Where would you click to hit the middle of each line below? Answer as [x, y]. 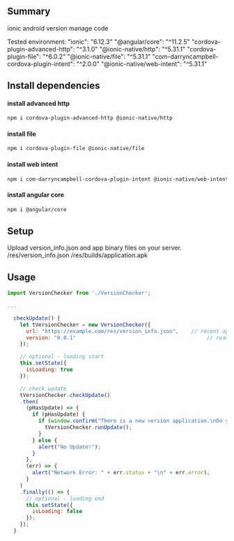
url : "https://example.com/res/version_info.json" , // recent [122, 331]
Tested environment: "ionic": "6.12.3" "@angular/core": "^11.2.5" [99, 42]
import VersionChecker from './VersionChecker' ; [79, 293]
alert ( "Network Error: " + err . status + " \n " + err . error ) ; [121, 473]
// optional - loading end [65, 499]
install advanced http [39, 103]
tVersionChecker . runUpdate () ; [88, 428]
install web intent [33, 164]
